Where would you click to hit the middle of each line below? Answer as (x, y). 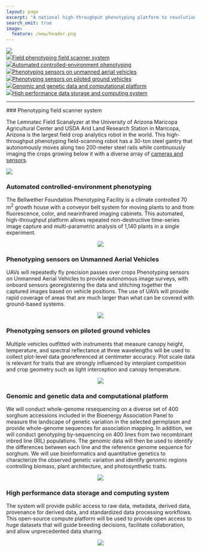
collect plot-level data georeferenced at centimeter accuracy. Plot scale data (100, 356)
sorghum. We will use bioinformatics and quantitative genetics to (86, 453)
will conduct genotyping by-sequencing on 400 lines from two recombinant (99, 434)
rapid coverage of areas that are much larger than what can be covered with (100, 298)
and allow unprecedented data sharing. (54, 531)
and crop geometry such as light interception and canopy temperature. (94, 369)
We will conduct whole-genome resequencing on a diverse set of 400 (92, 409)
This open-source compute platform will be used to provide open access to (99, 519)
